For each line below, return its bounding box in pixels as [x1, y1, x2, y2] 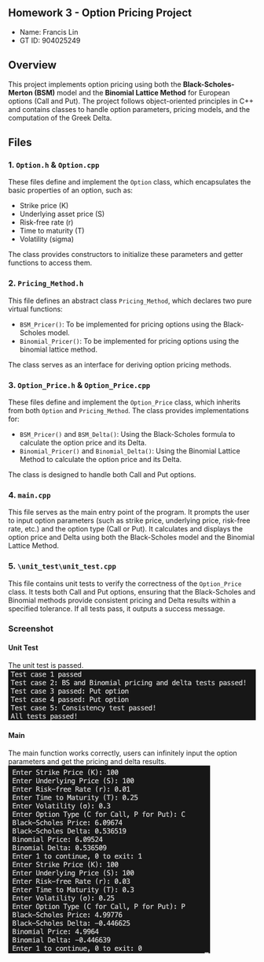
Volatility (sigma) [19, 234, 75, 244]
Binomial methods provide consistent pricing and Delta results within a [8, 595, 236, 605]
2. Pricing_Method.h [8, 278, 84, 289]
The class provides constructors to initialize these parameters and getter [8, 250, 244, 259]
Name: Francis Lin [19, 27, 79, 36]
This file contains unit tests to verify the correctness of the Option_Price [8, 579, 242, 588]
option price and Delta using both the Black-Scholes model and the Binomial [8, 532, 255, 543]
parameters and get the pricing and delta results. [8, 756, 167, 766]
